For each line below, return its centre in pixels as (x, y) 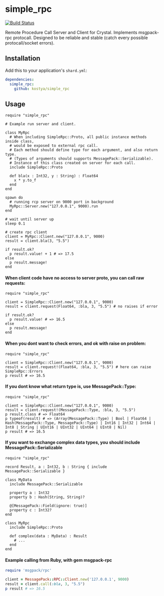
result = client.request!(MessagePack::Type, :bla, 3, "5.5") (70, 410)
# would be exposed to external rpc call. (54, 146)
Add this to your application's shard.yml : (46, 70)
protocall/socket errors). (30, 43)
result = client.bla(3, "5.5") (37, 241)
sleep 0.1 (15, 224)
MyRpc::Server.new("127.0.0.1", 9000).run (54, 206)
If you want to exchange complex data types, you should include (73, 442)
